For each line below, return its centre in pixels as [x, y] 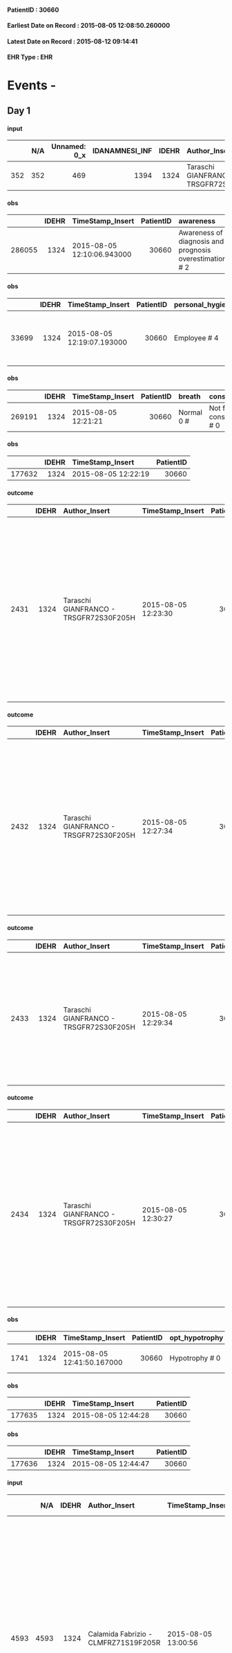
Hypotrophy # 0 [195, 1358]
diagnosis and [201, 241]
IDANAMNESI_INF [122, 151]
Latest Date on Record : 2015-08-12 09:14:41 [72, 41]
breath [190, 396]
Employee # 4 [196, 338]
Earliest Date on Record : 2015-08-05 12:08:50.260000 [89, 26]
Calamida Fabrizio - [120, 1634]
